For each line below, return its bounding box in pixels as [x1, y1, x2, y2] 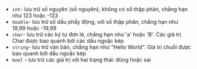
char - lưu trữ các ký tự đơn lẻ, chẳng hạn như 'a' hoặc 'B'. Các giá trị [11, 31, 181, 38]
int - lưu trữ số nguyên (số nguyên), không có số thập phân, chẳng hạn [11, 6, 188, 12]
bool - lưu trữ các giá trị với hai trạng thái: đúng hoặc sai [11, 57, 151, 63]
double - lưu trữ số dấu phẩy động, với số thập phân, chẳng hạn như [11, 18, 179, 25]
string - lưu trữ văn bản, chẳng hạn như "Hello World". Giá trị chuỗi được [11, 43, 191, 51]
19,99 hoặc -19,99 [11, 24, 57, 32]
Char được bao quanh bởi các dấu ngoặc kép [11, 37, 124, 44]
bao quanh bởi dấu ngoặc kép [11, 50, 86, 57]
